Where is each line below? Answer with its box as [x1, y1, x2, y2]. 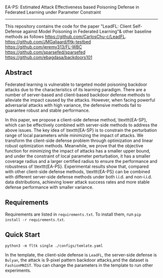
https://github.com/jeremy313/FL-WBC [5, 44, 82, 50]
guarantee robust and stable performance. [5, 107, 90, 113]
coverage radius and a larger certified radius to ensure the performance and [5, 158, 158, 164]
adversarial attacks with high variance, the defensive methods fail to [5, 102, 142, 108]
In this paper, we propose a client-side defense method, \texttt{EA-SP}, [5, 117, 147, 122]
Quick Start [5, 231, 40, 239]
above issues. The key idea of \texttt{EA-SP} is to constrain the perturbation [5, 127, 157, 133]
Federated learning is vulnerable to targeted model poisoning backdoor [5, 81, 147, 87]
